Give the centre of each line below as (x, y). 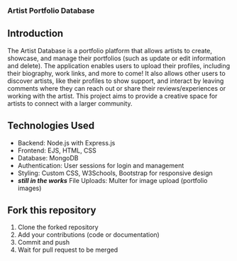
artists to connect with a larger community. (70, 103)
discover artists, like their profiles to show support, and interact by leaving (116, 81)
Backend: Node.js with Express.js (66, 143)
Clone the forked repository (58, 227)
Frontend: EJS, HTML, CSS (57, 150)
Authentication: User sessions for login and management (101, 165)
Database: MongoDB (48, 157)
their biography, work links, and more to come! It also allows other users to (116, 73)
